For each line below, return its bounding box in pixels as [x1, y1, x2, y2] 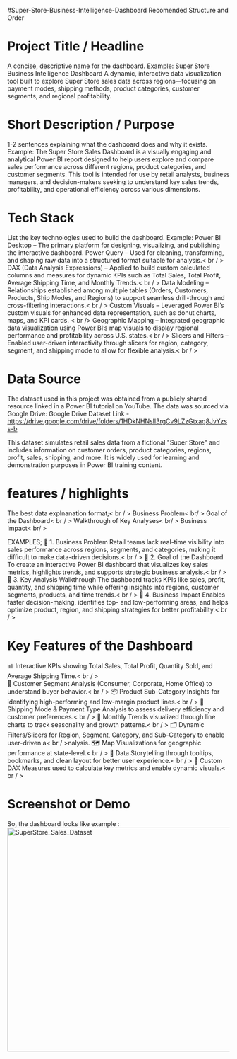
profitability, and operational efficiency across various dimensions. [7, 185, 201, 193]
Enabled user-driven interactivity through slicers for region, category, [7, 338, 209, 347]
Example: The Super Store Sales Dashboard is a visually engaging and [7, 147, 212, 156]
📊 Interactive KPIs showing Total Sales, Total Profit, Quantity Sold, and [7, 661, 213, 670]
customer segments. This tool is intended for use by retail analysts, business [7, 170, 230, 178]
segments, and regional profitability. [7, 91, 112, 100]
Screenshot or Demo [7, 796, 130, 812]
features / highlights [7, 485, 129, 501]
